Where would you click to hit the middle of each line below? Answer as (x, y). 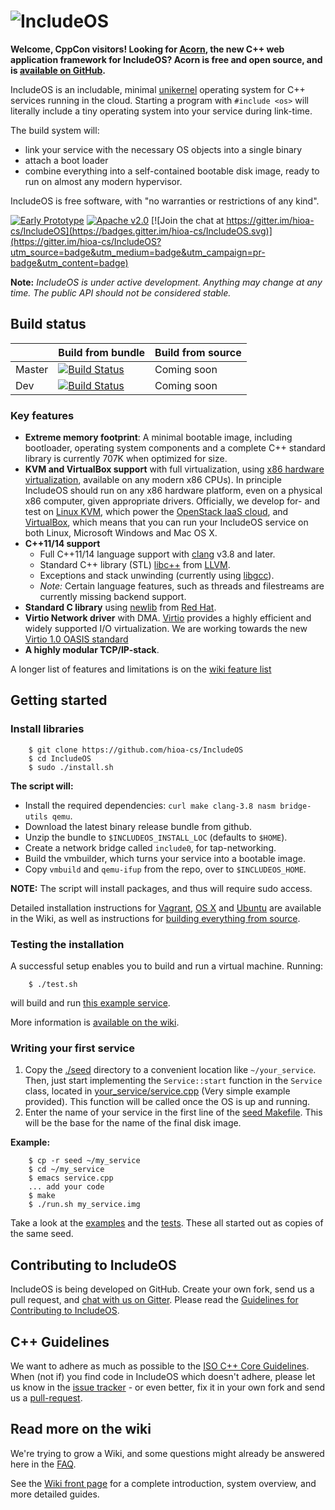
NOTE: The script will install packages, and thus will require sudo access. (161, 888)
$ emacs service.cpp (71, 1178)
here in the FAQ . (43, 1464)
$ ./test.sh (53, 985)
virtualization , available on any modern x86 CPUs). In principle (153, 480)
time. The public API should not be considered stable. (121, 292)
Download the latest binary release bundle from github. (138, 826)
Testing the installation (67, 944)
